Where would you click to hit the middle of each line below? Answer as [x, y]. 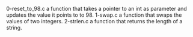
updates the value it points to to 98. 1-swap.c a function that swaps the [94, 15]
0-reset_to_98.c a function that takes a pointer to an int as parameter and [97, 9]
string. [14, 27]
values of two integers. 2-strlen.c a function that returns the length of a [94, 21]
